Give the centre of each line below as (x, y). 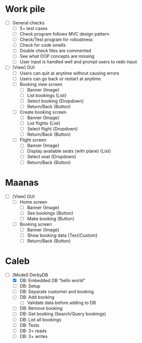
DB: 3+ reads (33, 331)
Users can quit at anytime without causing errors (70, 73)
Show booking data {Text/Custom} (62, 235)
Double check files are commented (55, 51)
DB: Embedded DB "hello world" (52, 281)
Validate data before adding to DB (62, 303)
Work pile (25, 9)
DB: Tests (29, 325)
